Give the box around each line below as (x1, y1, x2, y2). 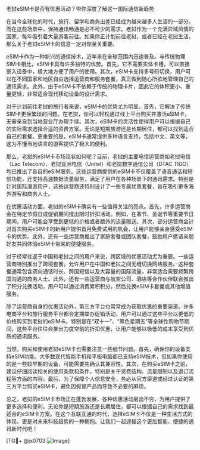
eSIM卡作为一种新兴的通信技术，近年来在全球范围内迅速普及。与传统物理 (6, 53, 186, 60)
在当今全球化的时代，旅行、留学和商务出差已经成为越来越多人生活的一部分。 (6, 18, 194, 25)
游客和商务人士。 (11, 190, 54, 197)
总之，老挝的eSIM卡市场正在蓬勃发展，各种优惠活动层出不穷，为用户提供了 (6, 396, 191, 402)
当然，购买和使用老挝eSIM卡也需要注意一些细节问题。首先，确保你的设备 (6, 346, 186, 352)
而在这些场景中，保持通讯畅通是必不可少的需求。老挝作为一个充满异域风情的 (6, 26, 194, 32)
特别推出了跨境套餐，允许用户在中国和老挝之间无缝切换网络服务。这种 (16, 260, 189, 267)
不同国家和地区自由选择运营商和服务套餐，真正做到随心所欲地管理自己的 (16, 75, 194, 82)
